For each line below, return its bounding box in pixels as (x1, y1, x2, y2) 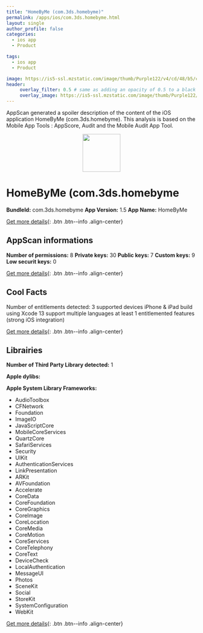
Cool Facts (6, 287, 47, 297)
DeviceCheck (14, 557, 49, 564)
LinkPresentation (14, 467, 57, 475)
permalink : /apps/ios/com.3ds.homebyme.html (6, 15, 120, 21)
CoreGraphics (14, 505, 50, 513)
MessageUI (14, 570, 44, 577)
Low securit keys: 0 (6, 258, 57, 265)
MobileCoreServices (14, 429, 66, 436)
